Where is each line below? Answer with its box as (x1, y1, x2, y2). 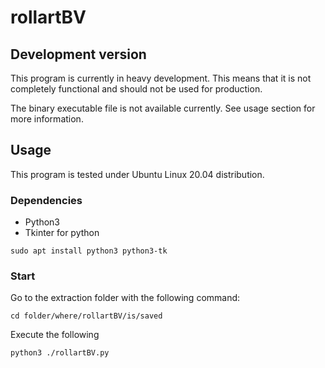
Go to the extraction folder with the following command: (10, 292, 241, 304)
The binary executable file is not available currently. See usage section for (10, 102, 316, 114)
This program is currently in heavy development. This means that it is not (10, 72, 312, 84)
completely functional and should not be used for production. (10, 83, 263, 95)
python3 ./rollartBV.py (10, 348, 110, 358)
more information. (10, 113, 84, 125)
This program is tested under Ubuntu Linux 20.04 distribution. (10, 168, 265, 180)
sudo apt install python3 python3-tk (10, 246, 168, 256)
